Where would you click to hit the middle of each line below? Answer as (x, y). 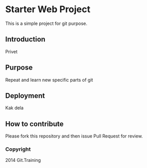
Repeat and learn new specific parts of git (49, 80)
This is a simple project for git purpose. (46, 23)
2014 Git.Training (23, 160)
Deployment (25, 96)
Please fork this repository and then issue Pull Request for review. (74, 136)
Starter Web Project (48, 9)
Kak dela (14, 108)
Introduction (25, 39)
